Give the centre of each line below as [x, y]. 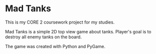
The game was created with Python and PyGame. [55, 46]
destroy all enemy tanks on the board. [44, 37]
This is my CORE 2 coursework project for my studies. [60, 22]
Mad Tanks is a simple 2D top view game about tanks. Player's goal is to [78, 31]
